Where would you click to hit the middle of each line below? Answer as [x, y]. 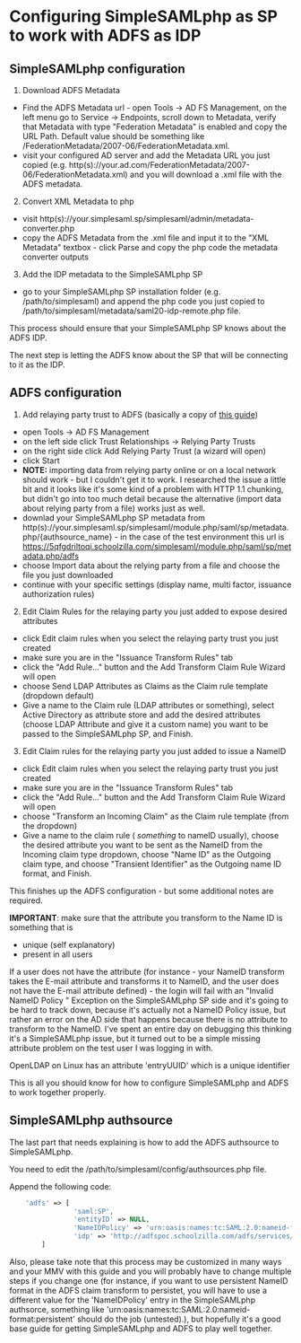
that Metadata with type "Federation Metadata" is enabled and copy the [155, 127]
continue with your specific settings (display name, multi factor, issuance [157, 584]
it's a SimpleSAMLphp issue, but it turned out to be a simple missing [135, 1038]
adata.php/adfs [50, 556]
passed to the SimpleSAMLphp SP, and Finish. [107, 733]
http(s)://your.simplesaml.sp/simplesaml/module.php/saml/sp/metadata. [155, 527]
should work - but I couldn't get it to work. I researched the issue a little [154, 479]
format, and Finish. [57, 873]
